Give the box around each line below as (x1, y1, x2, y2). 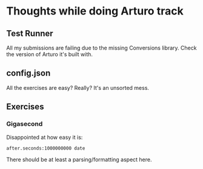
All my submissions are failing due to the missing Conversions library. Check (6, 44, 197, 51)
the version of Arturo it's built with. (6, 51, 93, 58)
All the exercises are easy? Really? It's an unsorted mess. (6, 84, 150, 91)
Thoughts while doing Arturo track (6, 4, 184, 18)
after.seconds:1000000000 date (6, 145, 85, 151)
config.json (6, 68, 51, 78)
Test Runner (6, 28, 53, 39)
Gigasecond (6, 120, 43, 128)
